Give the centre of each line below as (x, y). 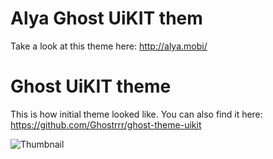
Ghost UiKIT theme (91, 86)
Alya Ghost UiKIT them (106, 18)
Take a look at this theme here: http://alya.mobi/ (109, 46)
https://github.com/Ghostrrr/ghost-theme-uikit (106, 124)
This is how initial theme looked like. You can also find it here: (136, 114)
